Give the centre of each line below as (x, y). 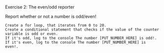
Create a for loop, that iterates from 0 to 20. (56, 25)
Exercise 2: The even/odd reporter (40, 7)
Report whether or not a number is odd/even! (51, 16)
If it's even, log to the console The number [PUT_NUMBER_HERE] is (76, 42)
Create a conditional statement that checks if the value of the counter (82, 30)
